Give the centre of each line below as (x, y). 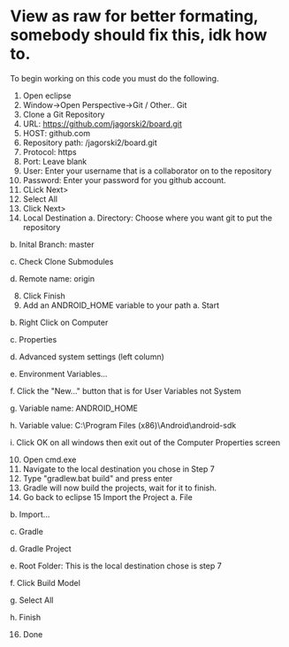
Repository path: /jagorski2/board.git (90, 142)
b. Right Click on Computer (59, 322)
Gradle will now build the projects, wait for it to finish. (120, 488)
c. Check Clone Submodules (62, 261)
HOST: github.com (57, 133)
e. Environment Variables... (59, 374)
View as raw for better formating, (134, 16)
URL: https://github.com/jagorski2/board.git (102, 123)
